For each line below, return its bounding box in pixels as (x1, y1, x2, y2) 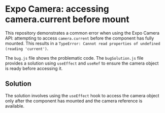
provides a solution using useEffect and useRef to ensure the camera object (5, 60, 159, 66)
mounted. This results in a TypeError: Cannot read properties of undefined (5, 40, 161, 46)
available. (5, 103, 25, 109)
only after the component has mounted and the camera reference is (5, 98, 143, 104)
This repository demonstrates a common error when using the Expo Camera (5, 30, 160, 36)
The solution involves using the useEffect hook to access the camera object (5, 92, 160, 98)
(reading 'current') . (5, 45, 49, 51)
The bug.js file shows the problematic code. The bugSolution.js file (5, 55, 144, 61)
